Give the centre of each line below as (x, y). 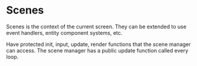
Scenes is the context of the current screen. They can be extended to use (96, 27)
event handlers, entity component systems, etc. (64, 32)
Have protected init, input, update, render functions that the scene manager (99, 44)
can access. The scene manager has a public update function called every (97, 50)
